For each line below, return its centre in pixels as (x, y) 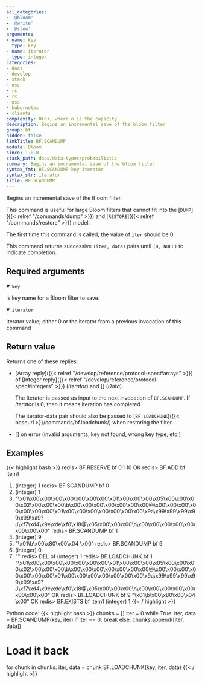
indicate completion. (32, 252)
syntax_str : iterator (33, 175)
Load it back (38, 651)
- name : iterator (28, 51)
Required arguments (46, 272)
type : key (24, 46)
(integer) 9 (28, 537)
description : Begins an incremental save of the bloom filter (86, 125)
